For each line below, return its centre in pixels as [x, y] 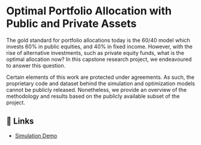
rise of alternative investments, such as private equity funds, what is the [95, 53]
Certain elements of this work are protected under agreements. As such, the [100, 77]
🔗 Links [20, 121]
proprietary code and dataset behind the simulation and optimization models [100, 83]
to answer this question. [36, 65]
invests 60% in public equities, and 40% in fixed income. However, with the [100, 47]
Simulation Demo [36, 135]
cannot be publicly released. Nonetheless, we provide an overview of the [97, 90]
